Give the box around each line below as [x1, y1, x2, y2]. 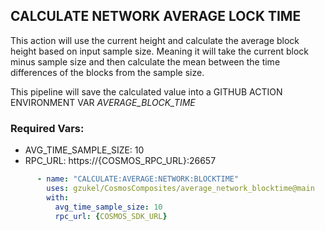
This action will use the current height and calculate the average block [10, 34, 300, 46]
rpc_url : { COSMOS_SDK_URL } [54, 211, 168, 221]
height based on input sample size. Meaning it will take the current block [10, 45, 309, 57]
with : [46, 192, 70, 203]
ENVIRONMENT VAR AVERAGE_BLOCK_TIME [10, 96, 196, 108]
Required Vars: [10, 121, 85, 135]
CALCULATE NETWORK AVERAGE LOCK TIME [10, 8, 302, 25]
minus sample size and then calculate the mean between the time [10, 55, 281, 68]
